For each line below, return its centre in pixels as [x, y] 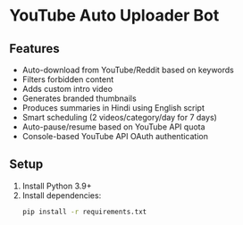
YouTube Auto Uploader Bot [114, 16]
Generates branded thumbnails [79, 98]
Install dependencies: [62, 195]
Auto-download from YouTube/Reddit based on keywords [128, 70]
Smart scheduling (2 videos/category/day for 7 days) [119, 117]
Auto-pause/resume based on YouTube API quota [113, 127]
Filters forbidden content [68, 79]
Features [34, 49]
